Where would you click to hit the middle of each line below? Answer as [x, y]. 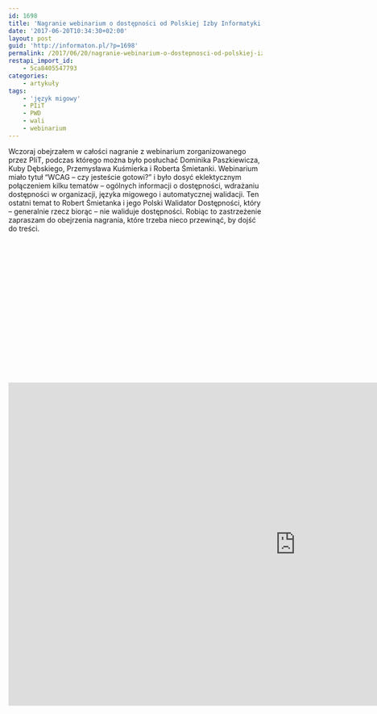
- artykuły [41, 83]
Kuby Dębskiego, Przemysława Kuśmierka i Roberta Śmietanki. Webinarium [133, 168]
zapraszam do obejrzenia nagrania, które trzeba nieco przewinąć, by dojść [132, 219]
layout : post [30, 38]
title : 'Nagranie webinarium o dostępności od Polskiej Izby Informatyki [135, 23]
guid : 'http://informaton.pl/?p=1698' [73, 46]
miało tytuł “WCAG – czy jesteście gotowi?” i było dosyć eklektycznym [125, 177]
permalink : [27, 53]
